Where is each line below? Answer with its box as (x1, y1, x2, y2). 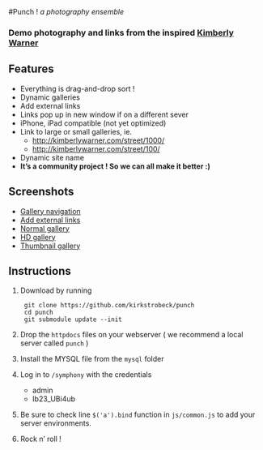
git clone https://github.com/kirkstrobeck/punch (23, 302, 195, 310)
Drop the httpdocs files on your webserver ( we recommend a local (19, 330, 244, 340)
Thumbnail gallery (19, 241, 81, 251)
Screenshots (8, 185, 74, 199)
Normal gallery (19, 223, 70, 234)
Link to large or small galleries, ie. (19, 126, 132, 136)
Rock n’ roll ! (19, 434, 62, 444)
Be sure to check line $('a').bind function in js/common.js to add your (19, 409, 256, 420)
